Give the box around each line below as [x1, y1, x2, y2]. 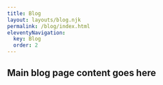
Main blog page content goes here [7, 67, 156, 79]
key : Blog [13, 36, 41, 42]
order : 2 [13, 42, 38, 49]
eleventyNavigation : [7, 29, 66, 36]
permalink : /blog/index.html [7, 23, 90, 29]
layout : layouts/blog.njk [7, 16, 81, 23]
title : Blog [7, 10, 41, 17]
